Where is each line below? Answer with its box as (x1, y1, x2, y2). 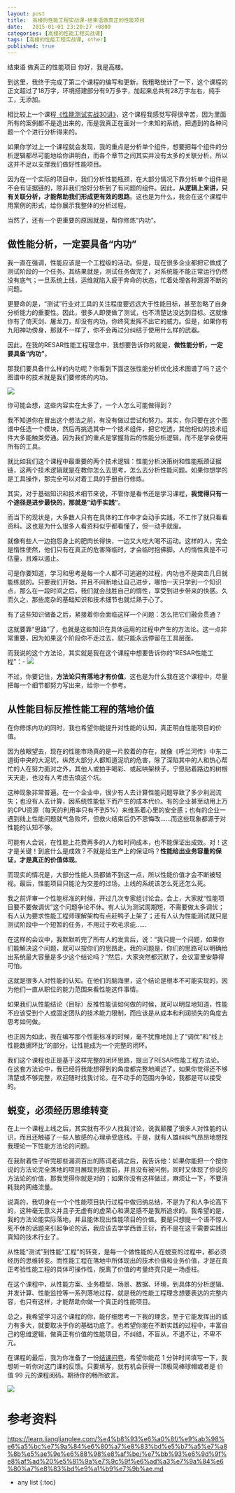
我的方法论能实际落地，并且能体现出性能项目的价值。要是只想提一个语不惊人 (7, 1215, 228, 1224)
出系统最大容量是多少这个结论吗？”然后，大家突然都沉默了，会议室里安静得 (7, 953, 225, 961)
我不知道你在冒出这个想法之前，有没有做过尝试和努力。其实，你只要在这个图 (7, 416, 228, 424)
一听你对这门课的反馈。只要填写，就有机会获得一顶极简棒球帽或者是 (19, 1362, 215, 1371)
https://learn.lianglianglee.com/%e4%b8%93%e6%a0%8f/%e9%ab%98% (7, 1435, 225, 1443)
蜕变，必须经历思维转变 (7, 1105, 108, 1116)
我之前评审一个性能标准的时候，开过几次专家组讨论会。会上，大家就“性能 (7, 894, 219, 902)
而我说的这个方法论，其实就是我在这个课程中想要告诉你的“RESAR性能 (7, 648, 208, 657)
